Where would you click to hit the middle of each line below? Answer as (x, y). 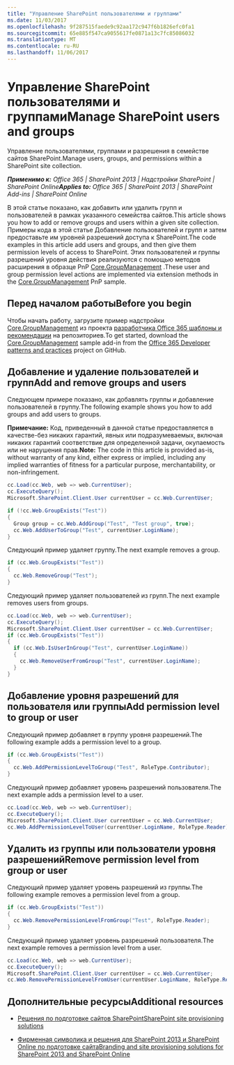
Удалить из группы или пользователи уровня (111, 848)
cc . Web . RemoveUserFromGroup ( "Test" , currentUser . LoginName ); (110, 661)
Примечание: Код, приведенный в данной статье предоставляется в (110, 428)
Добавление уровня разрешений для (93, 696)
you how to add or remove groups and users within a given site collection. (113, 222)
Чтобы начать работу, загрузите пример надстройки (86, 320)
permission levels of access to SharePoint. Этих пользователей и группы (114, 252)
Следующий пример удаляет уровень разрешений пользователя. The (111, 940)
